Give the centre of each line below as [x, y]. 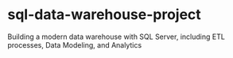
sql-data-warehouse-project [105, 15]
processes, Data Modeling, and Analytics [75, 44]
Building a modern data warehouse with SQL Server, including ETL [116, 37]
